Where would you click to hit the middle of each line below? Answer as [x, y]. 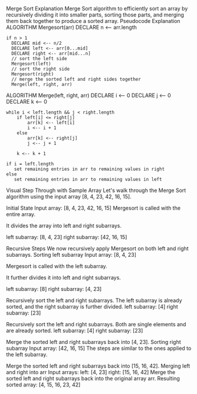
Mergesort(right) [33, 74]
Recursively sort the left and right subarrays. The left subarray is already [94, 300]
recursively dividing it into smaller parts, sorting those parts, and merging [95, 15]
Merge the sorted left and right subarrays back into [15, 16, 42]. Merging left [98, 366]
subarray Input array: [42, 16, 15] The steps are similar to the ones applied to [99, 348]
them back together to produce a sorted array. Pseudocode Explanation [93, 21]
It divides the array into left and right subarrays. [64, 226]
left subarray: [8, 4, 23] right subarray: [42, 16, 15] [67, 237]
